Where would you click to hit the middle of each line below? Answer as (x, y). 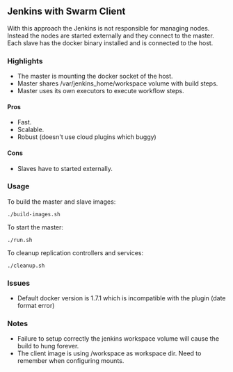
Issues (19, 283)
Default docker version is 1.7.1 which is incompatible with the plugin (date (121, 298)
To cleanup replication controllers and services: (75, 252)
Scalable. (31, 130)
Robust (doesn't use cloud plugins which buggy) (87, 137)
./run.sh (20, 240)
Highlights (25, 60)
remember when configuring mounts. (71, 361)
